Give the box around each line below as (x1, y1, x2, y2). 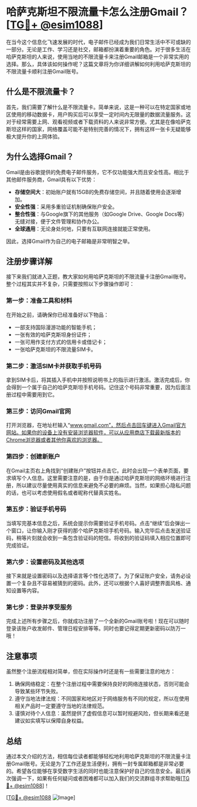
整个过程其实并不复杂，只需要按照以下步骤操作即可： (6, 281, 135, 288)
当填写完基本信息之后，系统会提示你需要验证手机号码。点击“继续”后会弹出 (6, 519, 186, 526)
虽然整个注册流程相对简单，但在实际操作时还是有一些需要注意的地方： (6, 668, 176, 675)
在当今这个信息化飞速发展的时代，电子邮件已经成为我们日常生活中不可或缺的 (6, 38, 191, 45)
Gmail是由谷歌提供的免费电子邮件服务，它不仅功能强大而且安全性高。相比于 (6, 168, 189, 175)
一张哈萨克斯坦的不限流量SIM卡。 (14, 345, 97, 353)
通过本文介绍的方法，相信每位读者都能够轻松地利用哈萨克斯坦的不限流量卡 (6, 753, 186, 760)
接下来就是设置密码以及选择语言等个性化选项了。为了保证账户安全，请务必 (6, 572, 186, 579)
